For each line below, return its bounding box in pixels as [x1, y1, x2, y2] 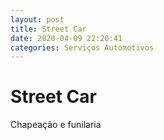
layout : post [10, 14, 65, 25]
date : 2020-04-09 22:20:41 [10, 33, 123, 43]
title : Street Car [10, 24, 87, 34]
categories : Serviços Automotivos [10, 42, 155, 53]
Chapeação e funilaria [10, 119, 102, 131]
